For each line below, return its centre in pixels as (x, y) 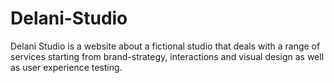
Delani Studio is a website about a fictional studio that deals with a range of (165, 46)
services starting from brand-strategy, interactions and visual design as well (167, 56)
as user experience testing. (66, 67)
